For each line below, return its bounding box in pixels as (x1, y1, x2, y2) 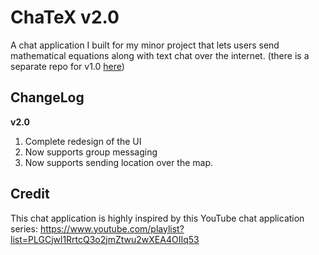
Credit (10, 186, 50, 203)
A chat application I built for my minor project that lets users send (10, 39, 280, 51)
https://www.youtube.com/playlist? (39, 222, 185, 235)
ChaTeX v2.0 (10, 6, 120, 29)
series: (10, 222, 38, 235)
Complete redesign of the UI (24, 135, 142, 147)
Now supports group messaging (24, 146, 158, 158)
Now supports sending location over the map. (24, 156, 214, 168)
